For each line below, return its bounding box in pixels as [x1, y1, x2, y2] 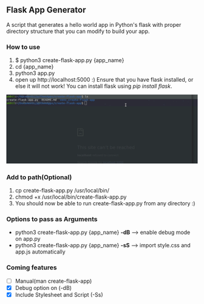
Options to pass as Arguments [6, 214, 98, 223]
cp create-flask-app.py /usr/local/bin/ [15, 187, 110, 194]
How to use [6, 43, 41, 51]
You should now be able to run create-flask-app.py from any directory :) [15, 200, 195, 207]
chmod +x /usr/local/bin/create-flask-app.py [15, 193, 127, 200]
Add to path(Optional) [6, 173, 72, 182]
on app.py [15, 235, 41, 242]
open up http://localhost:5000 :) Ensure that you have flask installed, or [15, 76, 194, 83]
